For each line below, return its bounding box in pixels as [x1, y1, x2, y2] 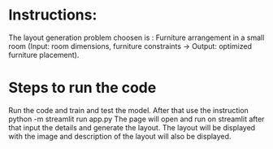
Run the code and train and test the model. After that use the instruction [8, 105, 249, 115]
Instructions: [8, 6, 97, 24]
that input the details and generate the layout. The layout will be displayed [8, 122, 256, 132]
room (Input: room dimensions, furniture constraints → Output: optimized [8, 41, 252, 50]
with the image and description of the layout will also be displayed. [8, 131, 232, 141]
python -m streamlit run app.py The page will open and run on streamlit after [8, 114, 265, 124]
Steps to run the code [8, 79, 157, 97]
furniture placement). [8, 50, 80, 59]
